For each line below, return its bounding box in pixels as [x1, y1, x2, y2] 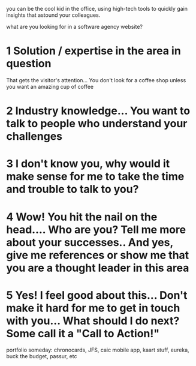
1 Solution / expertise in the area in [6, 44, 181, 58]
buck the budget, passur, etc [6, 353, 77, 360]
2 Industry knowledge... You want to [6, 104, 191, 118]
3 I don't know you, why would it [6, 157, 170, 170]
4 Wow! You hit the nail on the [6, 210, 158, 224]
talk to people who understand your [6, 117, 188, 131]
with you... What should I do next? [6, 314, 180, 328]
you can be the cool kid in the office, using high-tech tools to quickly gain [6, 5, 188, 12]
